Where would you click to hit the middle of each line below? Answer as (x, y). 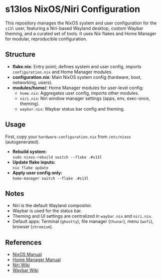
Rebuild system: (30, 151)
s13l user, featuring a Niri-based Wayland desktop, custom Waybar (74, 28)
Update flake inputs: (34, 162)
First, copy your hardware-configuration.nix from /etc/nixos (68, 137)
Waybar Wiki (25, 271)
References (23, 242)
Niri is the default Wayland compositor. (52, 206)
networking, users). (32, 82)
